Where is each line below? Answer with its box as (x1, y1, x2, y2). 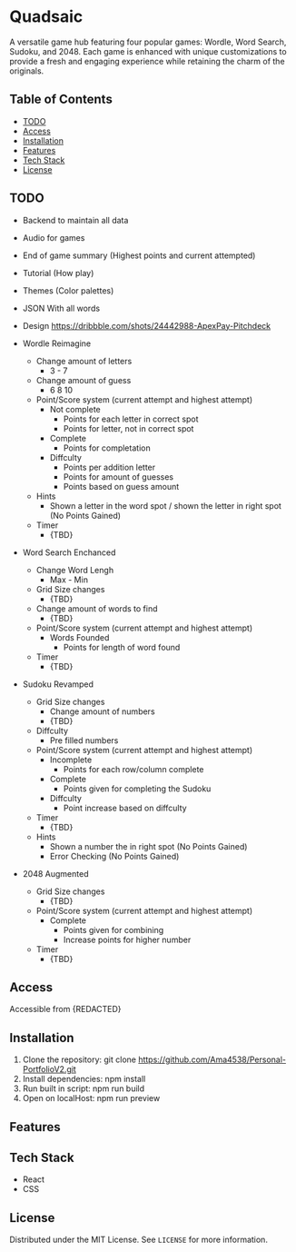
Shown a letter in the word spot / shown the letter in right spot (49, 500, 281, 511)
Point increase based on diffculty (63, 802, 188, 813)
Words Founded (49, 631, 110, 642)
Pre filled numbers (49, 734, 119, 746)
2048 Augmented (22, 868, 89, 879)
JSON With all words (22, 303, 101, 313)
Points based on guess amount (63, 481, 180, 492)
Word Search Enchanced (22, 547, 116, 558)
